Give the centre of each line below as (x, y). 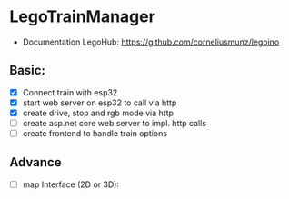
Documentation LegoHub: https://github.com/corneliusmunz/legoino (151, 42)
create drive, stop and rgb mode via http (98, 113)
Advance (35, 162)
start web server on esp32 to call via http (100, 103)
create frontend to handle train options (95, 133)
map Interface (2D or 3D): (71, 184)
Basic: (27, 70)
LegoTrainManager (83, 17)
